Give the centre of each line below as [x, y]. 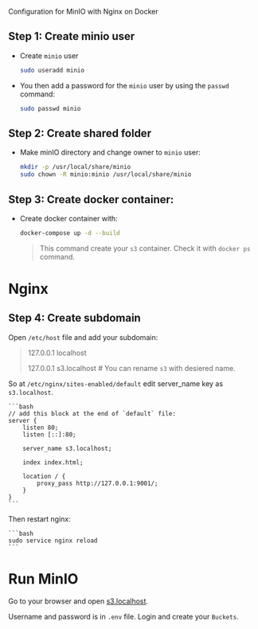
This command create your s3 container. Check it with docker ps [145, 248]
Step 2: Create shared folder [80, 133]
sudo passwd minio [50, 108]
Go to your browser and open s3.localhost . [78, 601]
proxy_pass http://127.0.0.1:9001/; [98, 483]
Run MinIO [43, 579]
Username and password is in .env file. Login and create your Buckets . [123, 616]
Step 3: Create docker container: [91, 199]
